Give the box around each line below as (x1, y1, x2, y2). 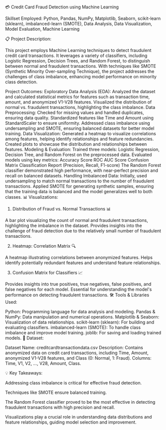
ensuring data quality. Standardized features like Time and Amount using (5, 115, 154, 120)
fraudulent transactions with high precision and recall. (5, 404, 115, 410)
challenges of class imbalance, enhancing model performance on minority (5, 74, 157, 79)
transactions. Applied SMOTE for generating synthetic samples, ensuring (5, 183, 154, 189)
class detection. (5, 79, 38, 85)
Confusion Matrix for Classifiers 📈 (12, 269, 83, 275)
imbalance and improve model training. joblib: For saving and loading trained (5, 330, 162, 335)
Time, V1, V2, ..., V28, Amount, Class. (5, 361, 81, 366)
